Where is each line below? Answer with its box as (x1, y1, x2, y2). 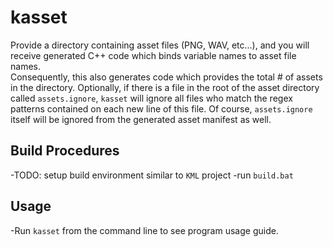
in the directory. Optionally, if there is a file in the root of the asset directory (10, 81, 320, 93)
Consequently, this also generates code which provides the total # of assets (10, 71, 323, 83)
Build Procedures (10, 142, 120, 160)
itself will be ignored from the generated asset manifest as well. (10, 113, 272, 125)
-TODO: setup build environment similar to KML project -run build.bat (10, 169, 294, 181)
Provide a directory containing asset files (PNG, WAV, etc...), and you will (10, 39, 310, 51)
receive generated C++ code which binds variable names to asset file (10, 49, 297, 61)
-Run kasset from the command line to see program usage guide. (10, 224, 279, 236)
